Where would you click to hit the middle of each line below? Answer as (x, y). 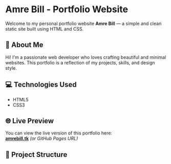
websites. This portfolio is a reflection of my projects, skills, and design (80, 63)
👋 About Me (24, 45)
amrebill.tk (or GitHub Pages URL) (42, 139)
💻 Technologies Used (41, 85)
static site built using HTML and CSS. (45, 29)
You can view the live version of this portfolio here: (59, 133)
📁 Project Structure (36, 155)
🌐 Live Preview (30, 121)
